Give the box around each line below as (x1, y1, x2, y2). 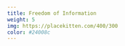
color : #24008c (7, 28, 51, 36)
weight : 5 (7, 16, 36, 23)
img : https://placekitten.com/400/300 (7, 22, 118, 29)
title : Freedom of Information (7, 9, 97, 17)
